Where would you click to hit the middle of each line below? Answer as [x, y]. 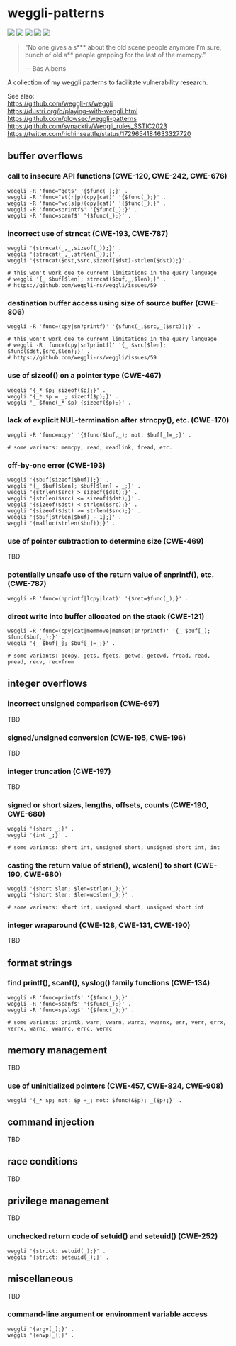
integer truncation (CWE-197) [59, 771]
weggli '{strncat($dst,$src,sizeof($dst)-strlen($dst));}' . [100, 260]
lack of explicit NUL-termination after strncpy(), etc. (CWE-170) [118, 420]
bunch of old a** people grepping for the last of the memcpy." [115, 55]
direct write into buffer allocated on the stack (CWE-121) [106, 616]
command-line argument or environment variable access [107, 1314]
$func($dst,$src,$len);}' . [49, 352]
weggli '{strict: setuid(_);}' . [57, 1251]
